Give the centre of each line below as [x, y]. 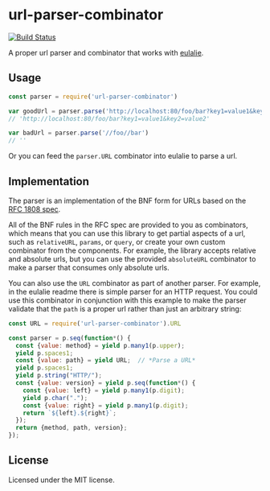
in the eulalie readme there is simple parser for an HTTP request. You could [133, 291]
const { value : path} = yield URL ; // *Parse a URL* [106, 361]
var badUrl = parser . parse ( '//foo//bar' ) [79, 133]
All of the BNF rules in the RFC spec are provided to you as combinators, [128, 225]
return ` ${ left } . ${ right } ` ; [70, 413]
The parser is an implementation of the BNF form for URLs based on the [127, 200]
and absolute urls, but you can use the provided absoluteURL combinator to [132, 258]
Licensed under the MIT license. [61, 480]
